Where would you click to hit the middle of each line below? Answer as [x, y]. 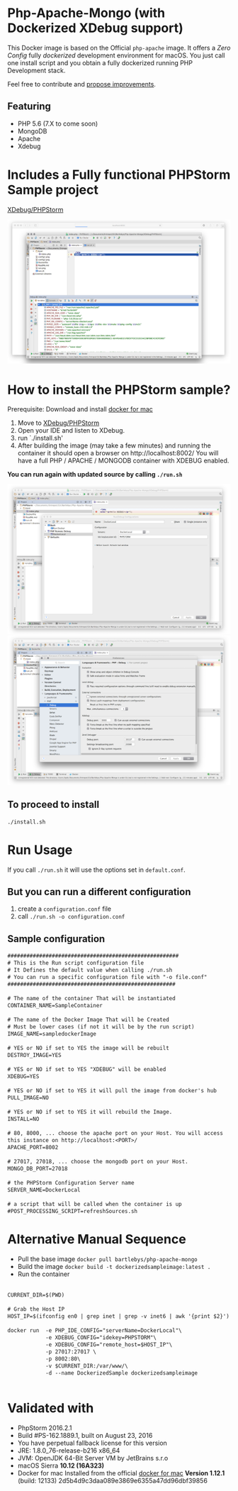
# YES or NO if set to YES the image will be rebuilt [89, 1048]
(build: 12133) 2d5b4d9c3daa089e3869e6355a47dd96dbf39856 [112, 1481]
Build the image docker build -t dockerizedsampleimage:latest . [114, 1267]
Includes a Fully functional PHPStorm [119, 174]
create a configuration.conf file [64, 909]
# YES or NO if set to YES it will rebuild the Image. [90, 1112]
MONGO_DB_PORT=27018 [38, 1169]
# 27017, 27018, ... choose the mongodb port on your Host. [98, 1162]
